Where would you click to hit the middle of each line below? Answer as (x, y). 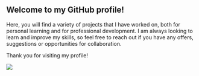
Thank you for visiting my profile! (47, 55)
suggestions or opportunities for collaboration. (64, 43)
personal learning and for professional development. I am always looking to (99, 31)
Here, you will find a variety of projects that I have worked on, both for (93, 24)
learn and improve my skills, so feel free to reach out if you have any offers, (100, 37)
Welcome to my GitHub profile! (65, 10)
